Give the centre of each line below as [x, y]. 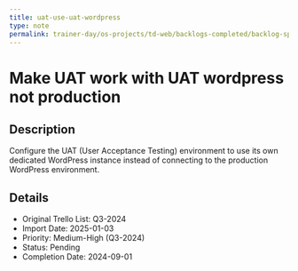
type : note [29, 26]
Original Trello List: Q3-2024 [74, 219]
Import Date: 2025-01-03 [68, 228]
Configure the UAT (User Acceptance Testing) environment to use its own [144, 151]
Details [29, 198]
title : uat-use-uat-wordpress [65, 17]
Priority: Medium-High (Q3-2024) [83, 238]
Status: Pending [51, 247]
